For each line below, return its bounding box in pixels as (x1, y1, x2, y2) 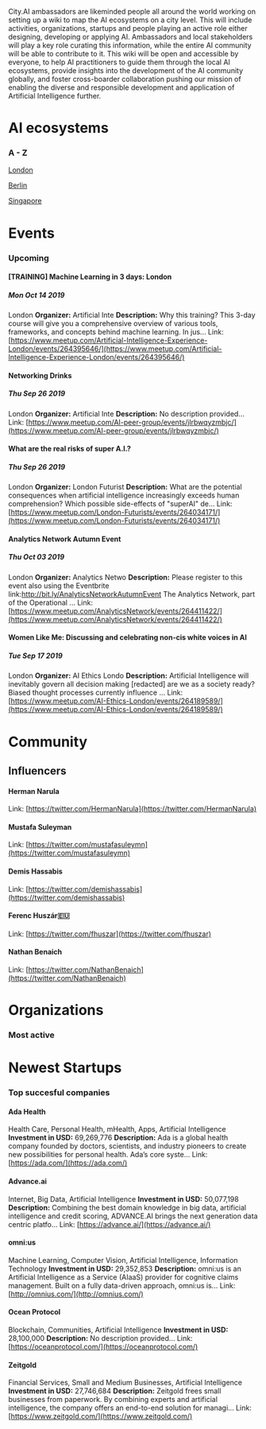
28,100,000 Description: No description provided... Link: (8, 1334, 193, 1343)
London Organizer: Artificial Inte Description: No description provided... (8, 409, 245, 418)
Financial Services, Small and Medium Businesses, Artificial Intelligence (8, 1378, 242, 1388)
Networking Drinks (8, 370, 72, 380)
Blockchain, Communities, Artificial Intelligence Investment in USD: (8, 1325, 229, 1334)
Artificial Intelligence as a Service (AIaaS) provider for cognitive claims (8, 1272, 239, 1282)
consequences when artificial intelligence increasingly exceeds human (8, 490, 240, 500)
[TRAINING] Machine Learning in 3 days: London (8, 272, 172, 281)
